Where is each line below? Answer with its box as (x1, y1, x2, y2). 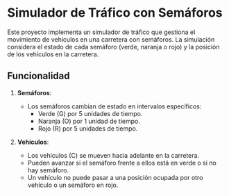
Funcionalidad (7, 70, 71, 82)
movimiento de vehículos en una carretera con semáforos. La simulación (7, 35, 215, 43)
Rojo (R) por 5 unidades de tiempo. (37, 124, 138, 133)
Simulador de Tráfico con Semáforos (7, 5, 223, 21)
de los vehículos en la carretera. (7, 50, 99, 58)
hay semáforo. (27, 165, 69, 174)
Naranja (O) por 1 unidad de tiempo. (37, 117, 141, 125)
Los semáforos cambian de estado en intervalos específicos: (27, 102, 202, 111)
